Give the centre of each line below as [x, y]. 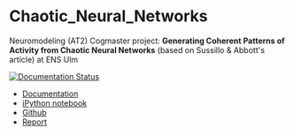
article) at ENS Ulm [44, 59]
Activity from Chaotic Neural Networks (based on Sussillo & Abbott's [137, 49]
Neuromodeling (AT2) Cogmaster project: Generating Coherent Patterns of [147, 41]
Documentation [50, 94]
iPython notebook [54, 102]
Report [34, 122]
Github [34, 112]
